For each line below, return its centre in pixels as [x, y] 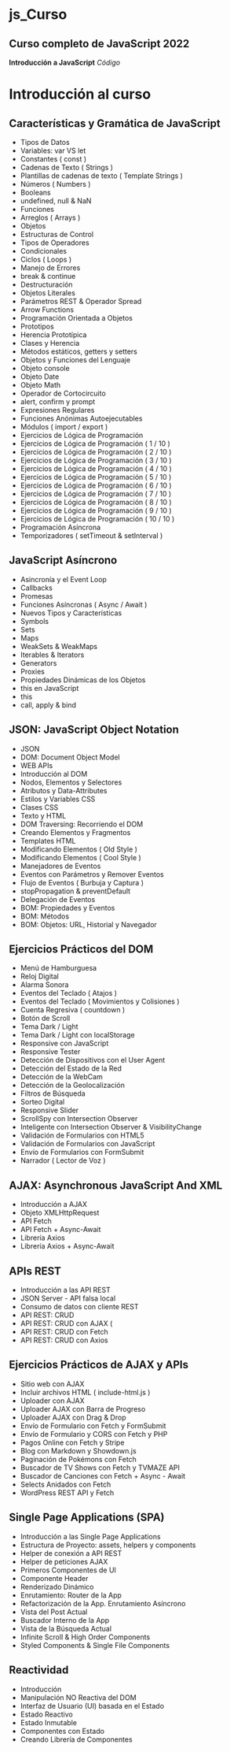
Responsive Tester [50, 1052]
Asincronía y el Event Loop [63, 579]
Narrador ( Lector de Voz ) [63, 1160]
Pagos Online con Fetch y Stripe [72, 1442]
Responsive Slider [49, 1110]
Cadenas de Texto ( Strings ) [66, 167]
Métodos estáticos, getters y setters [79, 351]
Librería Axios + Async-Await [67, 1246]
